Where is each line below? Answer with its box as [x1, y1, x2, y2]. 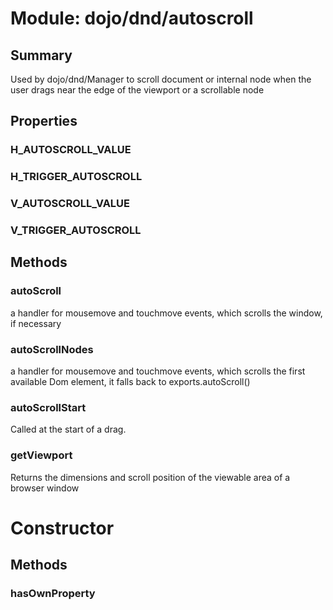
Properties [10, 113, 78, 130]
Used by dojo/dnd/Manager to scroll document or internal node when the [10, 73, 312, 85]
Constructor [10, 517, 115, 539]
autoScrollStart [10, 400, 87, 414]
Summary [10, 47, 73, 64]
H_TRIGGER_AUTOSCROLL [10, 170, 143, 184]
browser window [10, 482, 80, 494]
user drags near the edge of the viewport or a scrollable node [10, 84, 265, 96]
